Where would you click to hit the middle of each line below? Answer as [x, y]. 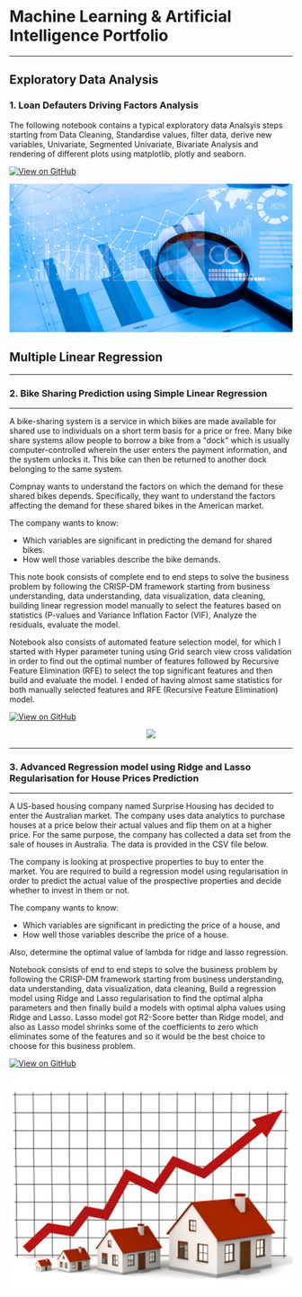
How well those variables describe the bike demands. [121, 560]
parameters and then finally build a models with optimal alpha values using [147, 1008]
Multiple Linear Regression [86, 357]
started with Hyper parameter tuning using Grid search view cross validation [151, 652]
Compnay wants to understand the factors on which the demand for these [147, 486]
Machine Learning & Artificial [120, 17]
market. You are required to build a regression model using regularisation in [149, 871]
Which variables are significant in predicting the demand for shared [147, 540]
